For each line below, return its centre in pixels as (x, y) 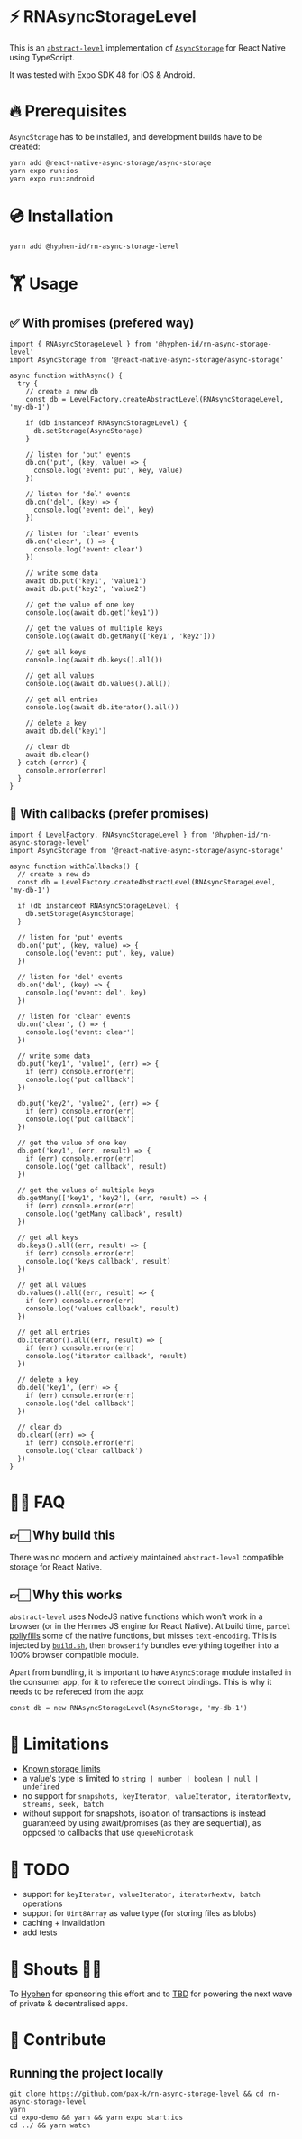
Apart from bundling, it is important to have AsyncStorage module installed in (151, 1672)
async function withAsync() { (66, 375)
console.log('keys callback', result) (98, 1261)
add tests (40, 1932)
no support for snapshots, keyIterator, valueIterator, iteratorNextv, (157, 1796)
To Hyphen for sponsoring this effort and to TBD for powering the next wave (151, 1994)
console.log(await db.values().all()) (98, 683)
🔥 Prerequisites (69, 111)
